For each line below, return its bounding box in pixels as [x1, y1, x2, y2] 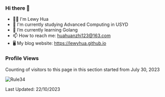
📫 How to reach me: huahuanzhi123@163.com [12, 33, 111, 39]
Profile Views [5, 55, 39, 62]
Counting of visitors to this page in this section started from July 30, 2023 [5, 66, 160, 73]
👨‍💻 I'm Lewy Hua [12, 16, 49, 22]
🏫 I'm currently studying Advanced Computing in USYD [12, 21, 128, 27]
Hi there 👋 [5, 5, 30, 12]
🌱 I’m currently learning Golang [12, 27, 78, 33]
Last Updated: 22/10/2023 [5, 86, 60, 92]
